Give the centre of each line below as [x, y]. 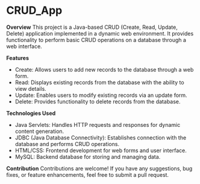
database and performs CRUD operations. [67, 144]
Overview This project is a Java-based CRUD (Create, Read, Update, [92, 27]
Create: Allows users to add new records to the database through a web [104, 69]
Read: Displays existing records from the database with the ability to [100, 82]
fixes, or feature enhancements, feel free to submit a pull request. [88, 174]
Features [17, 58]
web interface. [24, 46]
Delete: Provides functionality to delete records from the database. [98, 101]
